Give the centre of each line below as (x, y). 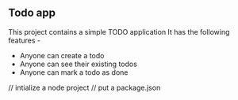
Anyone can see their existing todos (78, 64)
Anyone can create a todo (62, 55)
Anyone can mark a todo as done (74, 72)
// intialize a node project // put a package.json (84, 87)
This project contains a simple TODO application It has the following (119, 31)
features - (25, 40)
